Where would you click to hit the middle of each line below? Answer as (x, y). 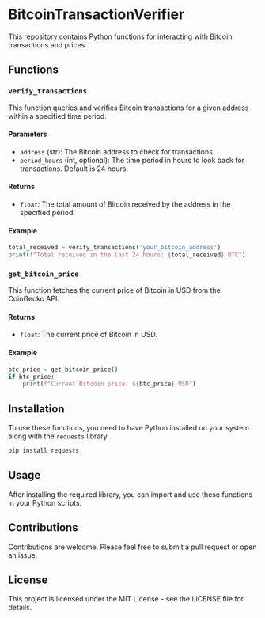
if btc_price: (32, 377)
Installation (36, 409)
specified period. (47, 213)
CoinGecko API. (34, 299)
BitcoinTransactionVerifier (97, 15)
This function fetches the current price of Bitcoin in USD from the (115, 290)
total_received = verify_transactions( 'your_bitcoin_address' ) (115, 248)
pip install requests (44, 451)
